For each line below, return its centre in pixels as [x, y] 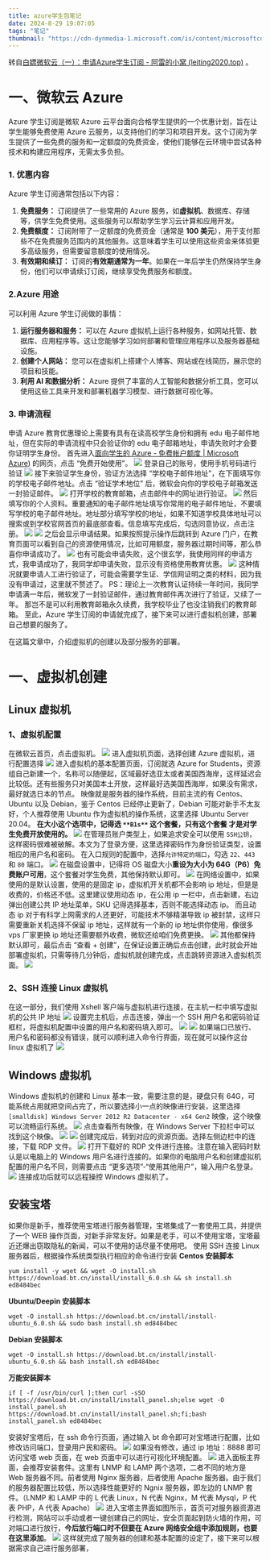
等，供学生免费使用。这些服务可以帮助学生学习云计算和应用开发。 [129, 221]
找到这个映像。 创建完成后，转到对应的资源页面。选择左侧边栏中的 [129, 1137]
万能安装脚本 [29, 1377]
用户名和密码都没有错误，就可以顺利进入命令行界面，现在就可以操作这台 [128, 1038]
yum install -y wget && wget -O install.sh [82, 1271]
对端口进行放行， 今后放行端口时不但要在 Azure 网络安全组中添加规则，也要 [133, 1528]
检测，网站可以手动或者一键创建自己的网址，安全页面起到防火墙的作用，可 [138, 1517]
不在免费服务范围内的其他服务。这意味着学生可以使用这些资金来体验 [140, 241]
